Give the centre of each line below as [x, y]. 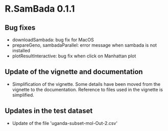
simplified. [23, 95]
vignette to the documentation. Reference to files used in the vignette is [87, 89]
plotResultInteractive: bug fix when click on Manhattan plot [74, 56]
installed [21, 51]
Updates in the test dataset [49, 111]
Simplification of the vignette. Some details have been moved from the [86, 84]
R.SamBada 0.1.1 [40, 9]
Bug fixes [20, 28]
